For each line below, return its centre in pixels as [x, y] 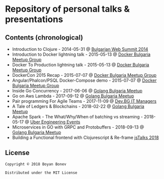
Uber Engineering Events [55, 122]
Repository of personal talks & [68, 9]
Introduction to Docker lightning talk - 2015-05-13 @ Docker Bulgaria [81, 54]
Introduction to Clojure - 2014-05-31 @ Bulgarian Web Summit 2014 [80, 49]
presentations [34, 19]
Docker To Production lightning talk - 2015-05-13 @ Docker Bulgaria [81, 65]
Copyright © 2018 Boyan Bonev [36, 164]
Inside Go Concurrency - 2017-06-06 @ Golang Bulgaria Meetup [77, 91]
